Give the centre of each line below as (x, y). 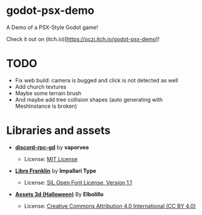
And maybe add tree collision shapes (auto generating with (89, 99)
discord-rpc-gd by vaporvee (52, 147)
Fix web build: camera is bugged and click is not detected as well (96, 80)
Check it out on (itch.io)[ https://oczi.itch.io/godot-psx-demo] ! (83, 39)
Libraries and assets (59, 131)
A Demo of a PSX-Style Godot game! (52, 27)
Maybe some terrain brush (48, 93)
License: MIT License (51, 159)
